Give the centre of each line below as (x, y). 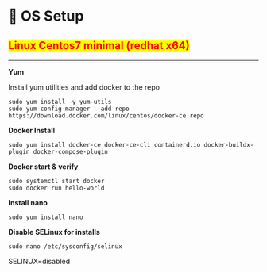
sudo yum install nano (46, 217)
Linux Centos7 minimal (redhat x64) (99, 46)
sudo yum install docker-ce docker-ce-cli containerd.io (104, 145)
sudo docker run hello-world (56, 188)
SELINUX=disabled (39, 261)
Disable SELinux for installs (54, 232)
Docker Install (32, 130)
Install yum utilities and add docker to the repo (84, 87)
